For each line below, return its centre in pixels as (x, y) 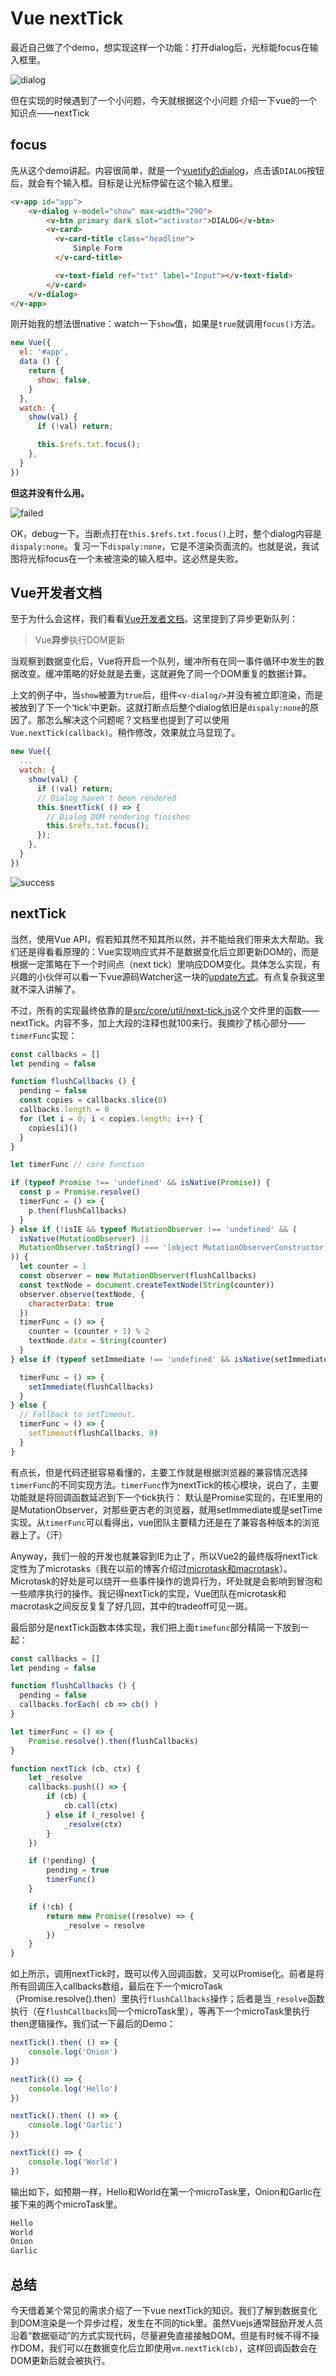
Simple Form (98, 248)
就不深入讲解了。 (45, 989)
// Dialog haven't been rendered (106, 798)
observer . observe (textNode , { (82, 1294)
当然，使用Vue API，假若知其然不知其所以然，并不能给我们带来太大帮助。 (162, 939)
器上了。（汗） (39, 1534)
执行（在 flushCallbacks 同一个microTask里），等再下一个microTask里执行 (160, 2011)
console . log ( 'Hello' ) (73, 2088)
